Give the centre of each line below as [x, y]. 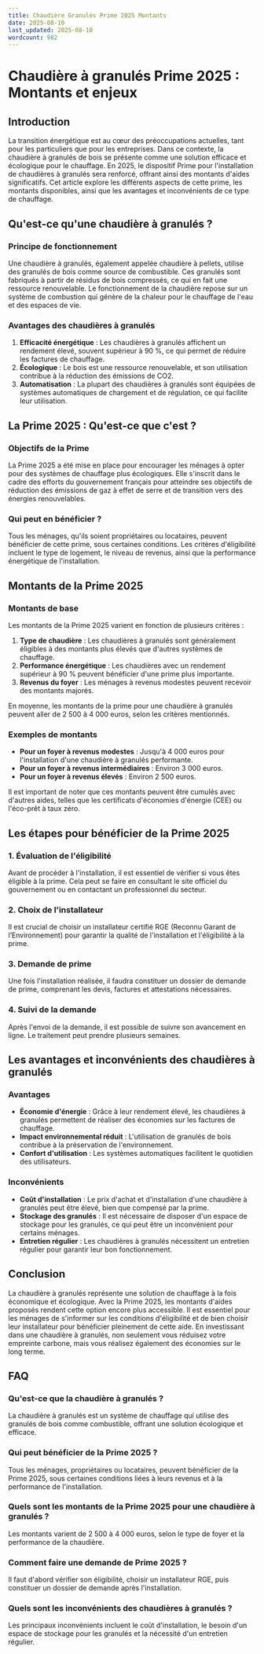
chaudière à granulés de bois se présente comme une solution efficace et [127, 157]
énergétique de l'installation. [54, 561]
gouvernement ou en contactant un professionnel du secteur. [107, 889]
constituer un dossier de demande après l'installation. [95, 1588]
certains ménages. [49, 1232]
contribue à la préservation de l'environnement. [96, 1145]
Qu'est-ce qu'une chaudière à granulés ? [110, 224]
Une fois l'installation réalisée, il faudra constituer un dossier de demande [127, 981]
